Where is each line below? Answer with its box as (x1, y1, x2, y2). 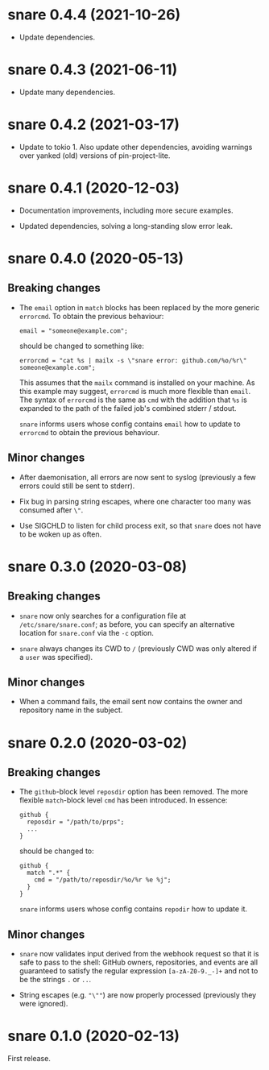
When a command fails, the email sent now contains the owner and (19, 697, 242, 707)
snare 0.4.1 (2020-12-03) (7, 179, 180, 197)
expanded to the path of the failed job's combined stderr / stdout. (19, 403, 237, 413)
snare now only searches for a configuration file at (19, 611, 187, 620)
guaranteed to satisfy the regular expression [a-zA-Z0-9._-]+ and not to (19, 966, 259, 976)
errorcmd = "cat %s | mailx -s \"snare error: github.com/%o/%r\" (19, 356, 247, 364)
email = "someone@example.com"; (19, 326, 128, 335)
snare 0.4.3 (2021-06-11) (7, 60, 178, 79)
